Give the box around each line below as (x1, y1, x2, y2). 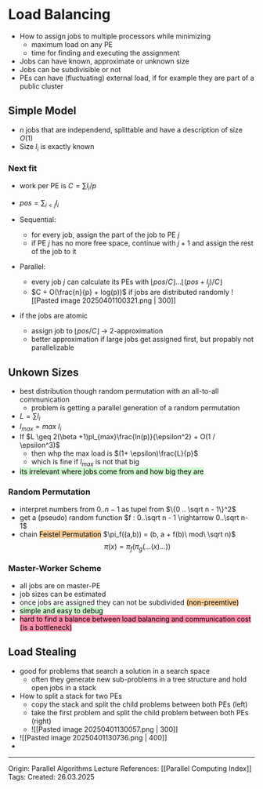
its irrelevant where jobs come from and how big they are (19, 467, 204, 476)
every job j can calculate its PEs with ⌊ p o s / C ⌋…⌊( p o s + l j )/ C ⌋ (31, 277, 223, 289)
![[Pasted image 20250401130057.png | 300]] (31, 724, 178, 734)
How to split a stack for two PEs (19, 691, 123, 700)
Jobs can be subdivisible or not (19, 64, 121, 74)
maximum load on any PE (31, 39, 113, 49)
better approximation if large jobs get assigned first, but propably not (31, 335, 254, 344)
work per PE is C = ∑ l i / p (19, 180, 97, 192)
